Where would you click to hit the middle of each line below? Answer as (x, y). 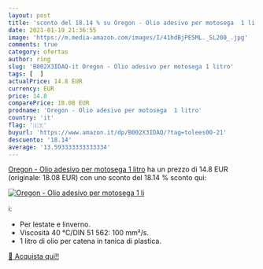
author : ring (30, 60)
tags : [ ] (26, 74)
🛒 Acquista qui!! (34, 256)
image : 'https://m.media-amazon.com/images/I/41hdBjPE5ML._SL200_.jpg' (128, 37)
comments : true (33, 45)
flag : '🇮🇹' (28, 125)
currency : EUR (31, 88)
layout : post (30, 15)
